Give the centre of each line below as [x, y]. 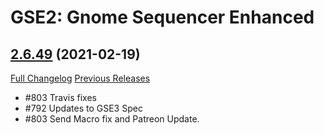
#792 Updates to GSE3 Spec [83, 108]
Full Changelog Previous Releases [80, 78]
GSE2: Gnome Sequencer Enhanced [162, 17]
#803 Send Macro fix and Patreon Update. [112, 119]
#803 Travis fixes [60, 97]
